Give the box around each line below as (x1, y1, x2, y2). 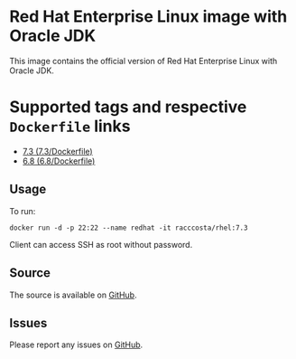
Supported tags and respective (9, 97, 247, 118)
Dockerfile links (9, 116, 131, 137)
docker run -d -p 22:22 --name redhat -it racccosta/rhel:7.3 (9, 223, 248, 232)
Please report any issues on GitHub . (9, 339, 143, 350)
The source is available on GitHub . (9, 289, 137, 300)
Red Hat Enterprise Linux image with (9, 6, 288, 27)
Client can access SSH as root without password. (9, 239, 193, 250)
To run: (9, 205, 36, 216)
